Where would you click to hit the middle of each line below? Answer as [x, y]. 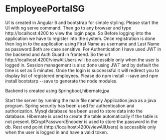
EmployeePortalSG [45, 9]
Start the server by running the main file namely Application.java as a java [81, 100]
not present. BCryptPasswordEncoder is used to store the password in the [82, 121]
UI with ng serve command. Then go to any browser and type [68, 27]
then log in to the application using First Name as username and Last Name [82, 43]
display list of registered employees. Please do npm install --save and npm [82, 75]
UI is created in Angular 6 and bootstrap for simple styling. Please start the [82, 22]
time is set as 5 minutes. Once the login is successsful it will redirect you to [82, 70]
